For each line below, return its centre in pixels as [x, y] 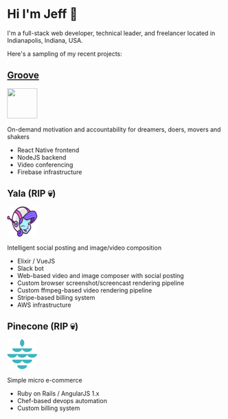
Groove [23, 75]
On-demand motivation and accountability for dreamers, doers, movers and [114, 129]
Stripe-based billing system [56, 297]
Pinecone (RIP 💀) [43, 326]
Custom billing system [48, 408]
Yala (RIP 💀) [32, 194]
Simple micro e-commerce [45, 380]
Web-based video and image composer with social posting [100, 275]
